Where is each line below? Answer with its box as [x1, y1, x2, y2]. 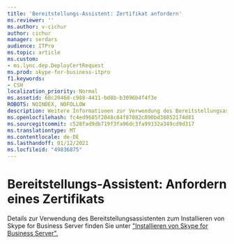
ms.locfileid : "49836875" [7, 146, 82, 153]
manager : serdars [7, 36, 58, 43]
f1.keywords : [7, 75, 45, 82]
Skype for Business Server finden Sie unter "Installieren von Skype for [7, 221, 209, 230]
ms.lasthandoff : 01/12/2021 [7, 140, 89, 147]
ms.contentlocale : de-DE [7, 133, 79, 140]
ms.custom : [7, 56, 39, 63]
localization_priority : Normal [7, 88, 98, 95]
